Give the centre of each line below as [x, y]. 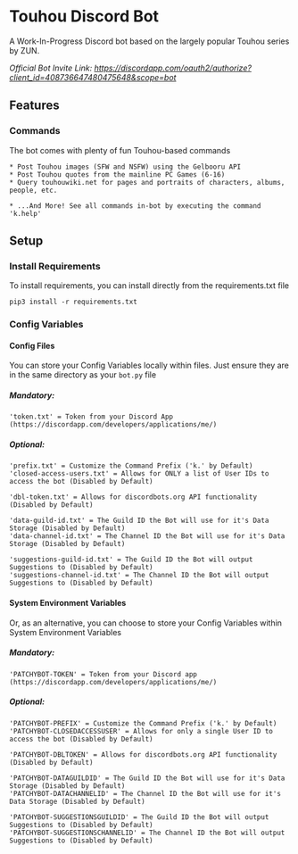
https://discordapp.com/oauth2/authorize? [173, 68]
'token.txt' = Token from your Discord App [91, 417]
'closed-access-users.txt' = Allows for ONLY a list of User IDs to [139, 474]
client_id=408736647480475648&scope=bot [93, 77]
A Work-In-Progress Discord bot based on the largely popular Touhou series [149, 41]
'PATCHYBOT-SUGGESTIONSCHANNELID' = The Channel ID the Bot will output [147, 833]
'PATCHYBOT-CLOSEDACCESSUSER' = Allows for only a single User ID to [141, 731]
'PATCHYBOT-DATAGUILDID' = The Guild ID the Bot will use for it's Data [147, 778]
